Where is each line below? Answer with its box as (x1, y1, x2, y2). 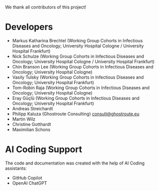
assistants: (5, 165, 27, 171)
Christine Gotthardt (12, 121, 52, 127)
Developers (5, 22, 53, 32)
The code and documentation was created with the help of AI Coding (5, 160, 145, 166)
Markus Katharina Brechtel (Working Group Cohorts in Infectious (12, 37, 143, 43)
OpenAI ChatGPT (12, 180, 48, 186)
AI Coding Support (5, 144, 82, 155)
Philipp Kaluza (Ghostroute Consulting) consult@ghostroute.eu (12, 111, 140, 117)
